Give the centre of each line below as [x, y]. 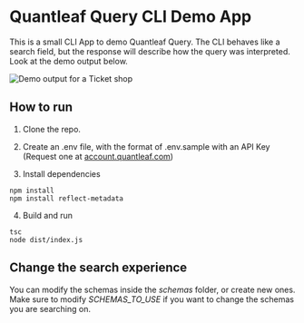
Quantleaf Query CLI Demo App [131, 17]
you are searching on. [50, 308]
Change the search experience [98, 268]
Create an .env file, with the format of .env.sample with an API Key [146, 146]
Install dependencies [62, 173]
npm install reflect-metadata [67, 198]
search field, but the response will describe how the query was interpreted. [150, 51]
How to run [41, 108]
